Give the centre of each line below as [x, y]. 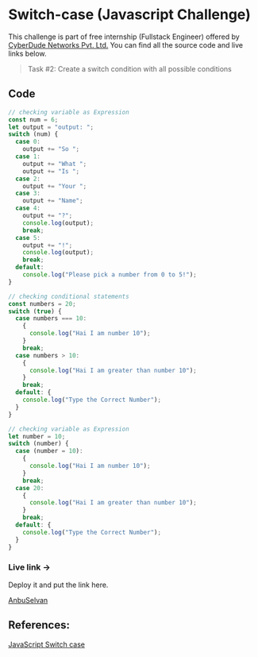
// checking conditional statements [69, 296]
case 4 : [28, 208]
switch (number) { [39, 444]
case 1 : [28, 157]
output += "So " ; [51, 149]
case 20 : [30, 488]
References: [39, 625]
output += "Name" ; [53, 201]
